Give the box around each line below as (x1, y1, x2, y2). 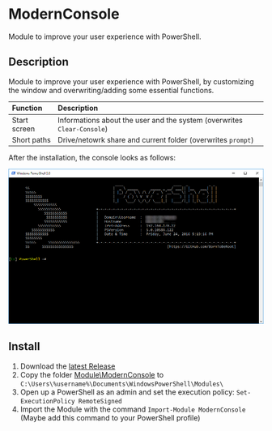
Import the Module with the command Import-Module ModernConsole (19, 404, 246, 414)
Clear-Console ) (57, 123, 108, 134)
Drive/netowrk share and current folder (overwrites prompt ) (57, 134, 254, 144)
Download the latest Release (19, 361, 116, 371)
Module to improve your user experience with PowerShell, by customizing (8, 76, 255, 86)
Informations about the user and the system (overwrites (57, 115, 243, 125)
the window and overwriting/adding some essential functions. (8, 85, 215, 95)
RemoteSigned (78, 397, 123, 405)
